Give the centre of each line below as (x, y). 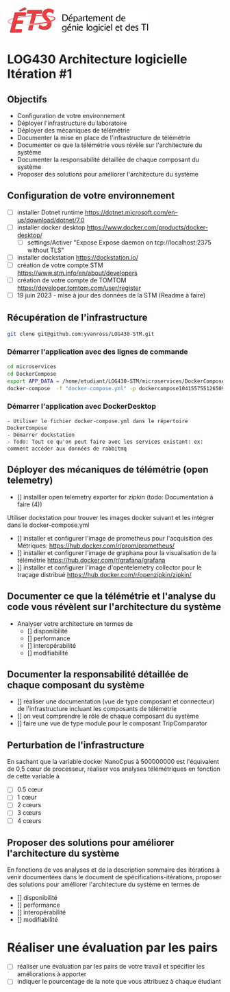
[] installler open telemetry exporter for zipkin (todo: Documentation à (115, 497)
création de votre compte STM (60, 265)
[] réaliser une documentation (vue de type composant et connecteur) (116, 701)
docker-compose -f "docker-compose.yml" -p (72, 388)
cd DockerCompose (32, 374)
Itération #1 (40, 74)
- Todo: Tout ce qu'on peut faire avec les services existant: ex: (105, 442)
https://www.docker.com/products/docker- (148, 227)
